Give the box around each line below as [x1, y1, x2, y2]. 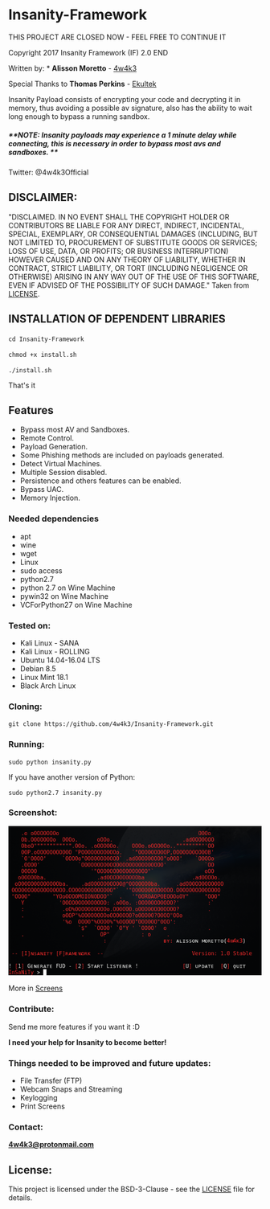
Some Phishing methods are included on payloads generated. [19, 450, 225, 460]
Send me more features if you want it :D [8, 1022, 141, 1031]
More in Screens [8, 983, 63, 994]
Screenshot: [8, 807, 58, 818]
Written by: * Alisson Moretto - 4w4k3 [8, 63, 137, 73]
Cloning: [8, 701, 43, 712]
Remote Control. [19, 433, 75, 443]
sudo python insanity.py [8, 758, 92, 766]
